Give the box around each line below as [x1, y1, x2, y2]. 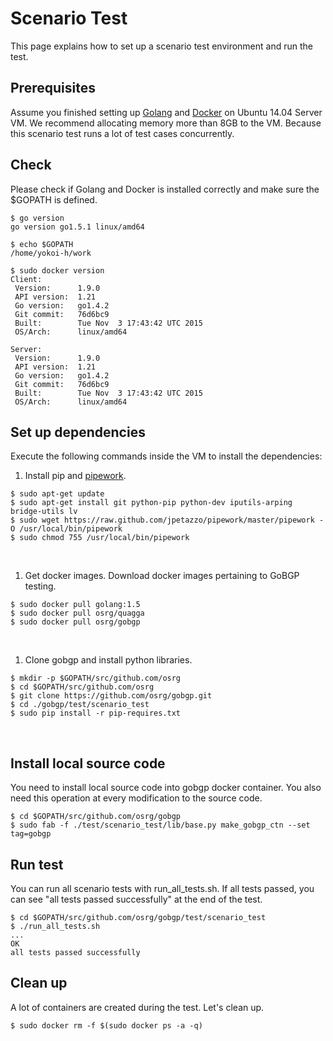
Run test [10, 856, 64, 873]
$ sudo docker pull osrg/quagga [10, 608, 145, 619]
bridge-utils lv [10, 507, 78, 517]
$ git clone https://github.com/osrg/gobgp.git [10, 691, 213, 701]
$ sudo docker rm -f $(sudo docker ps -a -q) [10, 1020, 203, 1031]
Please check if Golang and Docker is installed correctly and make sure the [10, 183, 320, 195]
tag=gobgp [10, 829, 52, 839]
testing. [24, 580, 57, 592]
